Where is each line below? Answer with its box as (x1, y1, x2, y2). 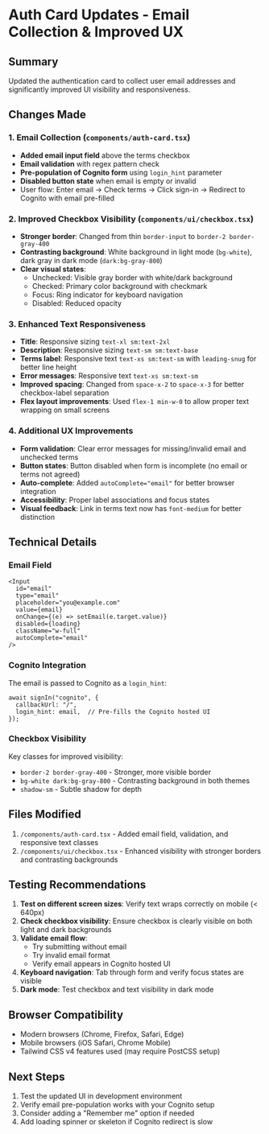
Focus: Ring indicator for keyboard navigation (31, 290, 184, 299)
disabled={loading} (15, 620, 81, 629)
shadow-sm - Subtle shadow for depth (19, 784, 143, 794)
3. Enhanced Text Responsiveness (8, 318, 147, 329)
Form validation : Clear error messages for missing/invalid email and (19, 443, 246, 453)
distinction (19, 512, 56, 522)
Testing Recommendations (8, 878, 147, 892)
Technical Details (8, 535, 97, 549)
